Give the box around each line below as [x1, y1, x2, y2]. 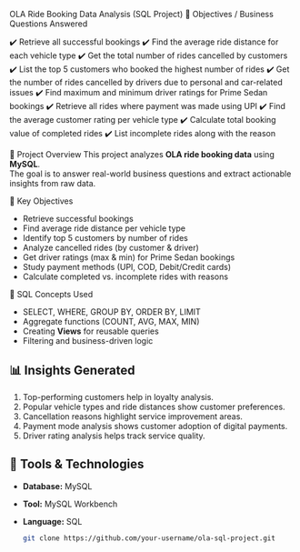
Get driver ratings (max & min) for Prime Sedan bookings [22, 252, 235, 263]
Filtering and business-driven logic [22, 336, 154, 346]
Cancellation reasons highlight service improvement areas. [22, 410, 244, 422]
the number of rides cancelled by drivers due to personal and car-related [9, 77, 284, 87]
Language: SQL [22, 516, 83, 527]
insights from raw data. [9, 178, 96, 188]
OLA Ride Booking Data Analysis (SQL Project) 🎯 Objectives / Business [9, 9, 275, 19]
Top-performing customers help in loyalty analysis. [22, 391, 214, 402]
